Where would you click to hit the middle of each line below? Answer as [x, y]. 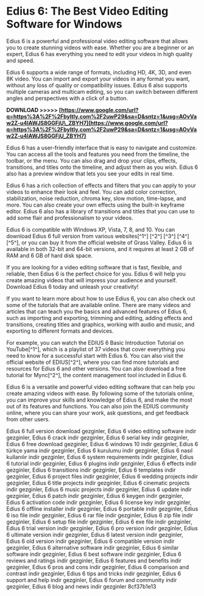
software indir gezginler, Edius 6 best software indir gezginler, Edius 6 [94, 554]
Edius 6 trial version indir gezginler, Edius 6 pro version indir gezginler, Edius [102, 528]
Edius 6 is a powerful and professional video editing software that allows [97, 41]
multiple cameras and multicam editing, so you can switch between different [102, 91]
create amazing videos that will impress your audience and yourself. [92, 280]
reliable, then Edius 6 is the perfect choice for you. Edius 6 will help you [96, 274]
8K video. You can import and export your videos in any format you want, [98, 79]
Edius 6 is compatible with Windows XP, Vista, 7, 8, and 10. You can [91, 229]
